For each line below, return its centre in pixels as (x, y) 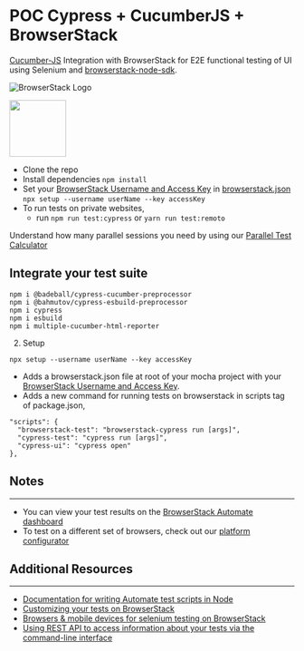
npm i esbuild (36, 318)
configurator (46, 540)
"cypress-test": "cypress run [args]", (93, 437)
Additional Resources (71, 569)
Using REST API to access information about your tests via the (138, 628)
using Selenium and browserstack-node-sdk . (94, 70)
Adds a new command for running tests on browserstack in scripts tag (153, 395)
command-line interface (67, 638)
